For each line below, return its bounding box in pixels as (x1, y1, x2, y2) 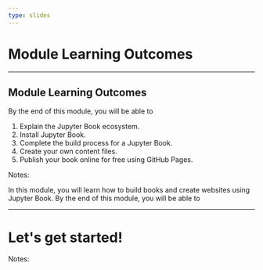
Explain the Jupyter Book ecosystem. (19, 122, 140, 131)
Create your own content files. (19, 146, 117, 157)
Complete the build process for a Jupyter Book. (19, 139, 173, 148)
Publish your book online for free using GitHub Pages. (19, 155, 193, 164)
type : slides (8, 11, 51, 20)
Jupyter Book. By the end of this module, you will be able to (8, 193, 201, 203)
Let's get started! (8, 229, 123, 247)
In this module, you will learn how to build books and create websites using (8, 185, 250, 195)
